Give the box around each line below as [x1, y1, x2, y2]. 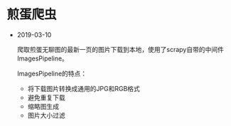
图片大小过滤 [27, 111, 65, 120]
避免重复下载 [27, 93, 65, 102]
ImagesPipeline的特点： [16, 69, 87, 78]
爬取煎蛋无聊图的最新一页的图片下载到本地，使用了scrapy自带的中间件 [16, 45, 225, 53]
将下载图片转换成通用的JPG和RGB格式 [27, 84, 140, 93]
